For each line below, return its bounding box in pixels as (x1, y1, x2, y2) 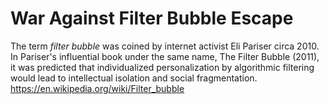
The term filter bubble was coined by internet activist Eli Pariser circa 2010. (10, 40, 320, 52)
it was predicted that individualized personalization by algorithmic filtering (10, 61, 315, 73)
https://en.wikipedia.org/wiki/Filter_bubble (10, 82, 185, 94)
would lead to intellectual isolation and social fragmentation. (10, 72, 258, 84)
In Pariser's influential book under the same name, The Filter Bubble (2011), (10, 50, 320, 62)
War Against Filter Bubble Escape (10, 7, 294, 30)
